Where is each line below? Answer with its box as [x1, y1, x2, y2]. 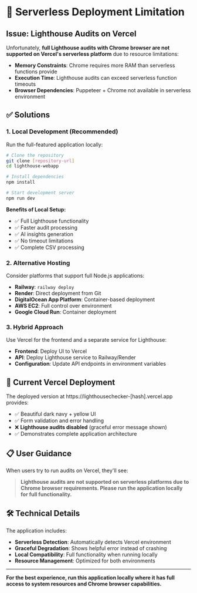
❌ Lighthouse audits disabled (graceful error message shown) [14, 424, 167, 431]
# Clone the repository [6, 152, 64, 158]
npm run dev [6, 195, 35, 201]
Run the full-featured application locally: [6, 141, 103, 148]
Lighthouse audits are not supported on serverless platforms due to [20, 479, 189, 486]
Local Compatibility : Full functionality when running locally [14, 551, 158, 558]
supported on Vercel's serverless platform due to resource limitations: [6, 50, 179, 58]
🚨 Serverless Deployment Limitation [6, 5, 185, 19]
